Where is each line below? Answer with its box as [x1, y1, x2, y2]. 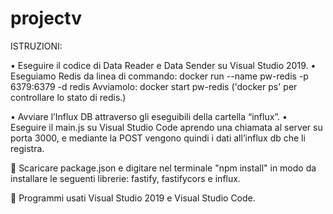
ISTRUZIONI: [10, 40, 63, 52]
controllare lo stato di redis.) [10, 91, 127, 103]
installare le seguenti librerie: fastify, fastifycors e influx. [10, 172, 241, 184]
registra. [10, 142, 45, 154]
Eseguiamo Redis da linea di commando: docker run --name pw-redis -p [10, 70, 309, 82]
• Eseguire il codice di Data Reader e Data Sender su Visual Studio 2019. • [10, 59, 317, 71]
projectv [10, 7, 82, 30]
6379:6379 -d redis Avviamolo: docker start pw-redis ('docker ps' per [10, 80, 298, 92]
